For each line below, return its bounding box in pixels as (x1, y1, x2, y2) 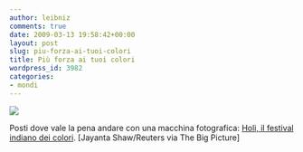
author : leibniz (9, 13, 71, 23)
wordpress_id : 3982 (9, 64, 83, 73)
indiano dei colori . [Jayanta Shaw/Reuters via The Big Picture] (9, 132, 241, 143)
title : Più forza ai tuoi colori (9, 55, 136, 64)
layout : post (9, 38, 59, 48)
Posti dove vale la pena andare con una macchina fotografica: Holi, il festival (9, 122, 294, 133)
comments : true (9, 22, 67, 31)
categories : (9, 72, 54, 81)
